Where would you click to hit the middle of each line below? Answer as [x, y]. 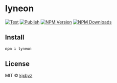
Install [15, 37]
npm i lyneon [18, 49]
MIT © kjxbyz [19, 76]
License [17, 64]
